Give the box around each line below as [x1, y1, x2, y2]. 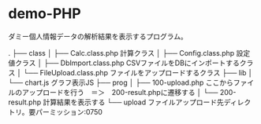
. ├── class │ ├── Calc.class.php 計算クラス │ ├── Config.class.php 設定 [8, 48, 251, 57]
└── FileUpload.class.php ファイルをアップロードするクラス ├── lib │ [23, 67, 253, 77]
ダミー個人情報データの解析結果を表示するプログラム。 [8, 31, 188, 41]
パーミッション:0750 [35, 107, 103, 116]
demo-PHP [8, 5, 81, 23]
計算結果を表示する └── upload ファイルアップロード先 [43, 97, 225, 107]
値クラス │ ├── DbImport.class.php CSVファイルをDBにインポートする [8, 58, 240, 67]
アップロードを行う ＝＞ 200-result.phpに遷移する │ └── [21, 87, 218, 97]
